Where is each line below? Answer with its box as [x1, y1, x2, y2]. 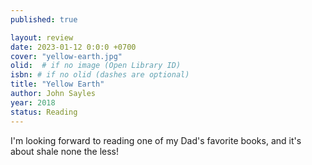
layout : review [10, 32, 74, 43]
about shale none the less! [10, 145, 119, 157]
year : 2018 [10, 97, 56, 108]
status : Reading [10, 107, 78, 117]
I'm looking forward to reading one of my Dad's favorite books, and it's [10, 134, 302, 146]
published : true [10, 14, 78, 25]
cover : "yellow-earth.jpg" [10, 51, 123, 61]
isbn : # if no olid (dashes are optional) [10, 70, 190, 80]
